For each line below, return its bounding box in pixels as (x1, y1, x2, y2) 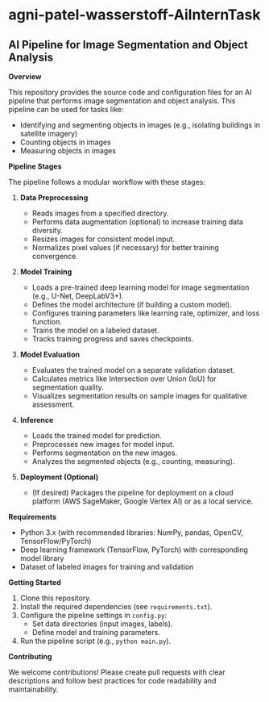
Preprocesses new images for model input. (31, 440, 175, 449)
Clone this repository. (19, 593, 92, 603)
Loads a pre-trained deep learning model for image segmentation (31, 282, 250, 292)
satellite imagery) (19, 129, 78, 138)
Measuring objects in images (19, 146, 117, 155)
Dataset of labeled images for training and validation (19, 562, 194, 571)
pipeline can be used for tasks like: (8, 105, 124, 114)
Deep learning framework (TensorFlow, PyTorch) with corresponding (19, 545, 248, 554)
